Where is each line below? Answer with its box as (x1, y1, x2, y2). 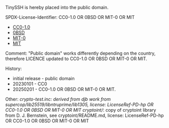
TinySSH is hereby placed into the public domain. (5, 5, 108, 10)
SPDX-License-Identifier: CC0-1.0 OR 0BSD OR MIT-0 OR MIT (5, 14, 135, 20)
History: (5, 66, 22, 71)
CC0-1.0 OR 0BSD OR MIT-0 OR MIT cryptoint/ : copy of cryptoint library (5, 107, 156, 113)
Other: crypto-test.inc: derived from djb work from (5, 96, 111, 102)
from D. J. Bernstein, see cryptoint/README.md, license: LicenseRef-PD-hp (5, 112, 164, 118)
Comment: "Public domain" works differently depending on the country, (5, 50, 156, 56)
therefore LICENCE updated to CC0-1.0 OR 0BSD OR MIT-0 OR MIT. (5, 56, 148, 62)
